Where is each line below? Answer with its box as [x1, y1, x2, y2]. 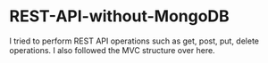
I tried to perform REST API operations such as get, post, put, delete [9, 35, 260, 46]
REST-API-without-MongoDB [9, 6, 230, 27]
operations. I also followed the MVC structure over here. [9, 44, 216, 55]
